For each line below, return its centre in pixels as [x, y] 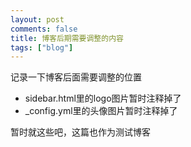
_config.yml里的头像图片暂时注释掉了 [101, 111]
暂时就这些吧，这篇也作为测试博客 [80, 132]
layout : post [37, 19]
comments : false [44, 29]
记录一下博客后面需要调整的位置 [76, 77]
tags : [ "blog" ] [42, 47]
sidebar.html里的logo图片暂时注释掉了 [103, 98]
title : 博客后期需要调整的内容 [67, 38]
